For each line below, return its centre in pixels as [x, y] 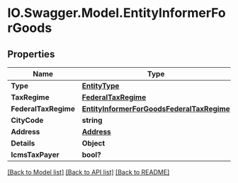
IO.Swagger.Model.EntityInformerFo [117, 13]
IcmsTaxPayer [35, 155]
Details [23, 143]
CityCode [27, 120]
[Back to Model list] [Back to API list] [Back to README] [89, 172]
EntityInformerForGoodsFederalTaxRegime [156, 109]
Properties [31, 54]
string [92, 120]
